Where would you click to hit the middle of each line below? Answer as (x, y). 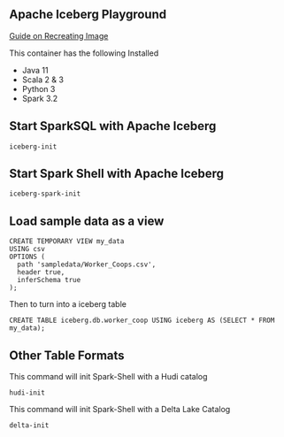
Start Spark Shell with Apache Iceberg (116, 174)
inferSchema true (49, 280)
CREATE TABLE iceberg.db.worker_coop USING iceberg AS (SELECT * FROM (142, 321)
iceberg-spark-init (45, 194)
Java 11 (35, 70)
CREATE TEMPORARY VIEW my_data (67, 241)
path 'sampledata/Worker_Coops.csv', (87, 264)
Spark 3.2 (40, 98)
